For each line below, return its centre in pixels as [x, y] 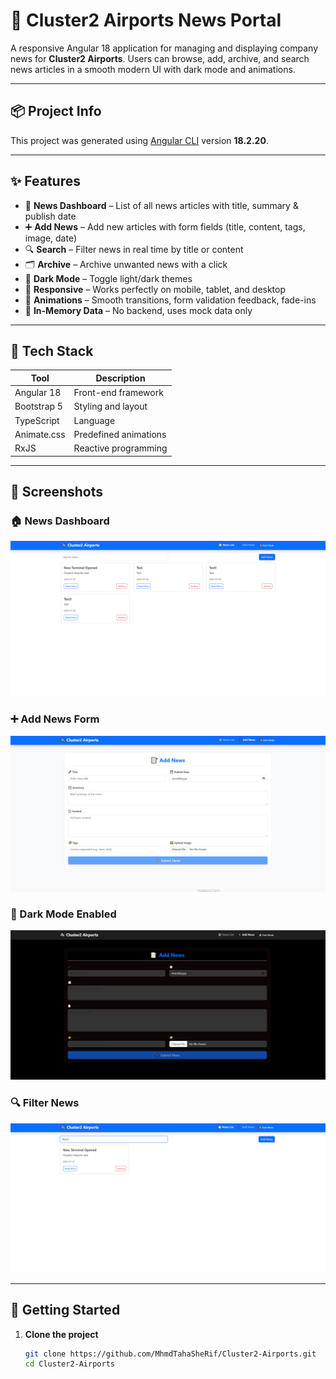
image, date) [51, 238]
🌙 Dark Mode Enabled [63, 914]
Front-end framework [118, 393]
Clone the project [61, 1334]
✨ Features [45, 181]
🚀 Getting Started [65, 1310]
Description [120, 378]
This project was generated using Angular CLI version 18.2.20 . [139, 140]
